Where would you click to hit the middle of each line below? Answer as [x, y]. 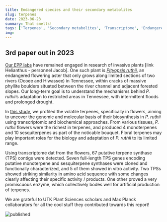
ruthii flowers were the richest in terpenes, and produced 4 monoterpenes [81, 127]
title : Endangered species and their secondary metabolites [69, 10]
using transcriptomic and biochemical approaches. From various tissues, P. [82, 122]
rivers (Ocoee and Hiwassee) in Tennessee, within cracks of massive [76, 80]
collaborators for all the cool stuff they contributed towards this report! [77, 205]
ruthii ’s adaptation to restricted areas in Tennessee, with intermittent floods [82, 96]
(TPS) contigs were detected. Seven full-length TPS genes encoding [75, 158]
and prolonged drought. [29, 102]
